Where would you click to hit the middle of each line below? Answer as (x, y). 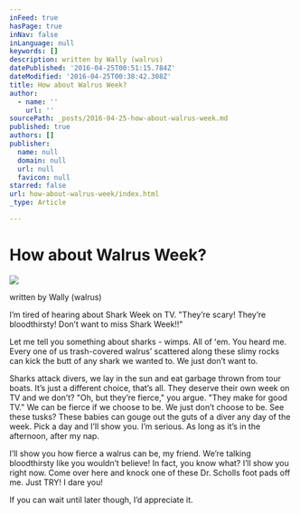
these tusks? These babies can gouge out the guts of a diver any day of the (150, 416)
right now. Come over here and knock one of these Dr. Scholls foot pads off (150, 472)
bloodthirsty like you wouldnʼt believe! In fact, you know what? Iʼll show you (149, 463)
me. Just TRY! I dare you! (56, 482)
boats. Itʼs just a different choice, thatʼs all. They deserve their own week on (150, 388)
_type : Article (38, 203)
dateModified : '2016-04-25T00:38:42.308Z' (90, 77)
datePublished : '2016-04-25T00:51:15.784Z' (93, 69)
